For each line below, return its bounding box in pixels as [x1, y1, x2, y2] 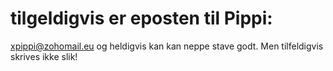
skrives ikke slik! [10, 50, 78, 62]
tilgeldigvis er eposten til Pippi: [10, 7, 273, 30]
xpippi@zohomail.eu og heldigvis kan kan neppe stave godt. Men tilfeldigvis [10, 40, 324, 52]
